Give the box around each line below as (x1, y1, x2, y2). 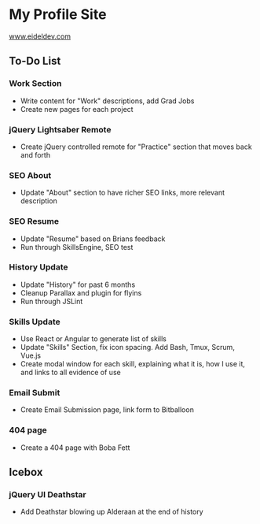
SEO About (9, 169, 52, 180)
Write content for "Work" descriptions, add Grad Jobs (20, 96, 195, 106)
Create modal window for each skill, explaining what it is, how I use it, (20, 359, 246, 369)
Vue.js (20, 351, 42, 360)
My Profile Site (9, 6, 107, 24)
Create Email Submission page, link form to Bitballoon (20, 405, 195, 414)
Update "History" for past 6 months (20, 280, 136, 289)
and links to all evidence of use (20, 368, 121, 377)
